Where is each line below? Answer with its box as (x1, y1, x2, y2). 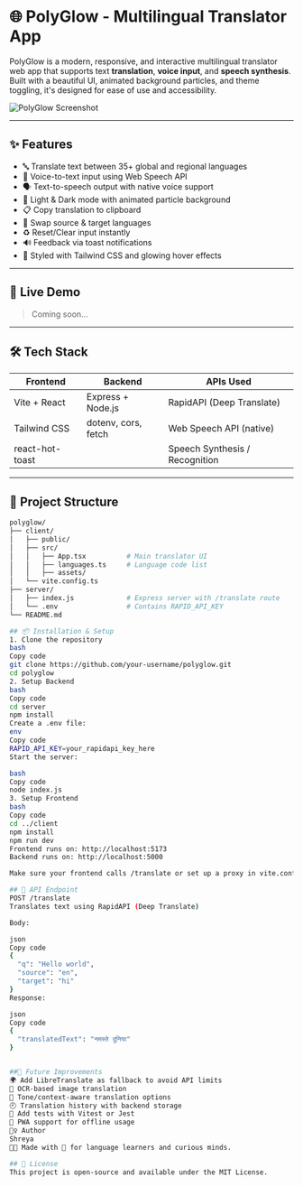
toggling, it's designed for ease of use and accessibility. (9, 84, 217, 96)
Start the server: (9, 752, 78, 762)
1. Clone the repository (9, 635, 103, 644)
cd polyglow (9, 669, 54, 678)
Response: (9, 993, 47, 1003)
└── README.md (9, 610, 63, 619)
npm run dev (9, 836, 54, 845)
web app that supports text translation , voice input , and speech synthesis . (9, 65, 291, 76)
